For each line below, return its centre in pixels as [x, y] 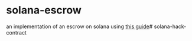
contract [16, 32]
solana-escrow [44, 10]
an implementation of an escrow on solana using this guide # [79, 26]
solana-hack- [170, 26]
